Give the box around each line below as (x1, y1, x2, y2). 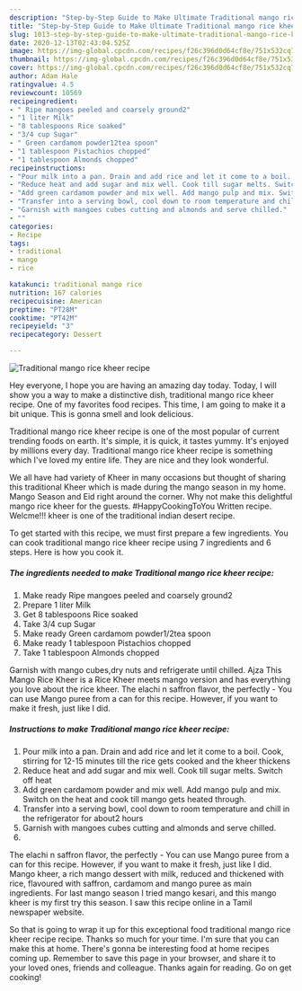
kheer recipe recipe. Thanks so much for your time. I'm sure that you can (9, 933, 280, 944)
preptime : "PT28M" (9, 305, 78, 314)
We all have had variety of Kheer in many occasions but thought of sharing (9, 473, 286, 482)
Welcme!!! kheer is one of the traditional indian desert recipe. (9, 510, 235, 521)
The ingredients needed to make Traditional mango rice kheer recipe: (9, 567, 274, 578)
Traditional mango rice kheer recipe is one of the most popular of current (9, 426, 280, 437)
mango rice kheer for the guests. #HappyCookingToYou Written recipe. (9, 500, 272, 511)
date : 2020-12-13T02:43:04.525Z (9, 38, 130, 48)
